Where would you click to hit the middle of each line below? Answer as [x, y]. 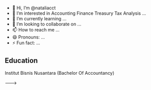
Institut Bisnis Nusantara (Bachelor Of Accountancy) [60, 73]
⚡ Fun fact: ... [26, 43]
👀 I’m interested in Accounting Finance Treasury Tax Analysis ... [79, 13]
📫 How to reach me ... [36, 30]
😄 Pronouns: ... [29, 37]
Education [21, 61]
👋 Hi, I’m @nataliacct [34, 8]
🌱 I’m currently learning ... [39, 19]
